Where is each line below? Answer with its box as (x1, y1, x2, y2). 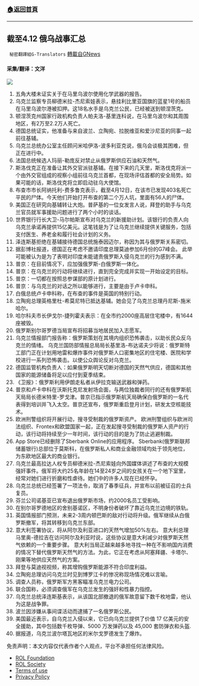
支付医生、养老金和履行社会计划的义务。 (15, 231, 114, 238)
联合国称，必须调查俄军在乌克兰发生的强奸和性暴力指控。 (15, 585, 155, 593)
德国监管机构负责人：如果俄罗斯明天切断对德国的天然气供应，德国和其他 (15, 364, 191, 371)
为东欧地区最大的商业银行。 (15, 452, 83, 460)
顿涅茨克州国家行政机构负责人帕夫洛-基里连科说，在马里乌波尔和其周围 (15, 112, 189, 119)
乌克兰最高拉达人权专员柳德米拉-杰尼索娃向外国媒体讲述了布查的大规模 (15, 460, 189, 467)
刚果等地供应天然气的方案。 (15, 556, 83, 563)
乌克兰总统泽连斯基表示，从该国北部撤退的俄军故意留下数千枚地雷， (15, 593, 181, 600)
